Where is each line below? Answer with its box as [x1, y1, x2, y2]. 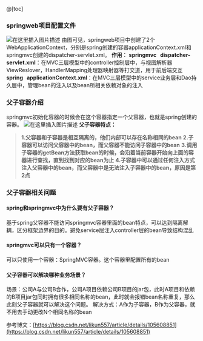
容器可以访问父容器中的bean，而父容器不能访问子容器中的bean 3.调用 [21, 141, 198, 148]
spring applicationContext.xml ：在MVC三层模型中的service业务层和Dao [6, 74, 192, 81]
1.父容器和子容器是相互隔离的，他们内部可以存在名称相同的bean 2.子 [21, 133, 194, 141]
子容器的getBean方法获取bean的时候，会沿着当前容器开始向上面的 [21, 148, 189, 156]
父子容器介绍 [6, 98, 44, 107]
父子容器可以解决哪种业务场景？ [6, 271, 86, 278]
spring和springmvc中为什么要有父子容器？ [6, 204, 115, 211]
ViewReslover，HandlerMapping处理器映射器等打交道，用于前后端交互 [6, 67, 183, 74]
